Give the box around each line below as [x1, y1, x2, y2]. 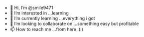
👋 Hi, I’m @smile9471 [9, 5, 53, 10]
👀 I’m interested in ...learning [9, 10, 69, 16]
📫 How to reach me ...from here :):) [9, 26, 84, 32]
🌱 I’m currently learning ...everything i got [9, 15, 96, 21]
